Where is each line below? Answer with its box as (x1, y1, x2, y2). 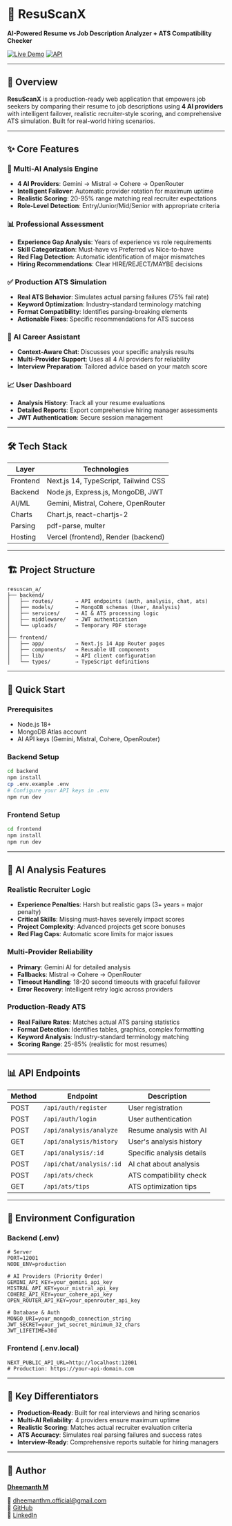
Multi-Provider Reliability (7, 947, 93, 957)
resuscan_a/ (7, 586, 41, 593)
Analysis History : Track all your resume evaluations (17, 398, 166, 407)
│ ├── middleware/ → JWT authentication (7, 616, 137, 623)
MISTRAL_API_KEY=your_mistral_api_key (7, 1285, 119, 1292)
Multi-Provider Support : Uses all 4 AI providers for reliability (17, 355, 191, 364)
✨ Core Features (7, 143, 79, 155)
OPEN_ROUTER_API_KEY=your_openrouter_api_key (7, 1297, 140, 1304)
